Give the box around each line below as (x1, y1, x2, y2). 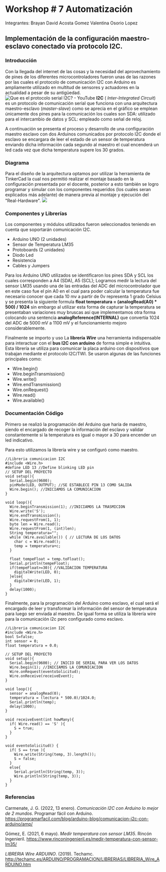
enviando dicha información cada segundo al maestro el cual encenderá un (5, 141, 159, 147)
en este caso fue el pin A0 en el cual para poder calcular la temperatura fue (5, 288, 160, 294)
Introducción (5, 57, 37, 64)
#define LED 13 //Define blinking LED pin (5, 465, 94, 470)
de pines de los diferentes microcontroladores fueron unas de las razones (5, 74, 156, 80)
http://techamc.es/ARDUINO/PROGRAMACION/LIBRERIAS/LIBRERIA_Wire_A (5, 856, 160, 862)
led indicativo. (5, 437, 34, 443)
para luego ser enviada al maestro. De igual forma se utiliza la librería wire (5, 611, 156, 617)
